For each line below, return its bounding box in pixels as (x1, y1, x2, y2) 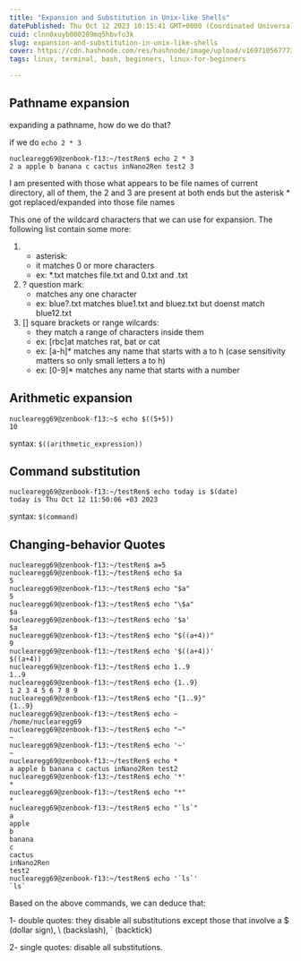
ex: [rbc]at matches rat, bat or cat (35, 336, 160, 347)
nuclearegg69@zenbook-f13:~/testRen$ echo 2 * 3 (9, 154, 194, 163)
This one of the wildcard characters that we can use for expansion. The (9, 214, 273, 225)
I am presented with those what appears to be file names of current (9, 177, 258, 188)
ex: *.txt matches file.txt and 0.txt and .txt (35, 270, 188, 280)
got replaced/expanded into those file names (9, 196, 176, 207)
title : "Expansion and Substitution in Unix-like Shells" (9, 13, 230, 22)
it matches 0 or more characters (35, 260, 155, 270)
